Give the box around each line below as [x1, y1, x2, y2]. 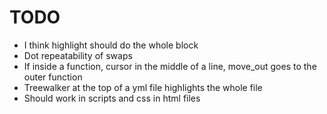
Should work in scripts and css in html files [23, 92, 201, 104]
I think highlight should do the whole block [23, 39, 199, 51]
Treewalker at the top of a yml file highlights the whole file [23, 81, 263, 93]
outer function [23, 71, 83, 83]
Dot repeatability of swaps [23, 49, 133, 61]
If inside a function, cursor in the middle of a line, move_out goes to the [23, 60, 317, 72]
